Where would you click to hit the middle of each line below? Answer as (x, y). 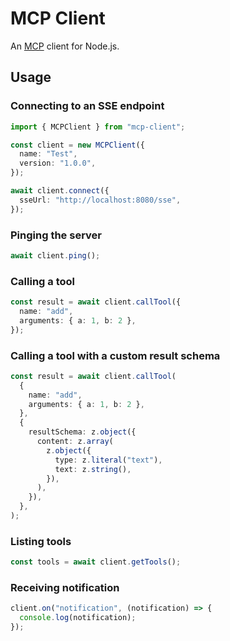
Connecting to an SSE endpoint (87, 106)
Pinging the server (56, 235)
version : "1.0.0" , (58, 163)
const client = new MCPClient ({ (77, 145)
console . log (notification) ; (78, 618)
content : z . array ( (75, 442)
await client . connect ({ (60, 191)
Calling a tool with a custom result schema (115, 355)
